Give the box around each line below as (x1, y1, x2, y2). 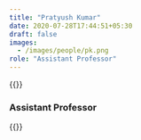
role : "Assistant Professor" (9, 54, 117, 63)
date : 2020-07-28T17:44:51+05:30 (9, 21, 133, 30)
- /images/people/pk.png (17, 46, 109, 55)
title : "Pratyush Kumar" (9, 12, 101, 22)
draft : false (9, 29, 58, 38)
